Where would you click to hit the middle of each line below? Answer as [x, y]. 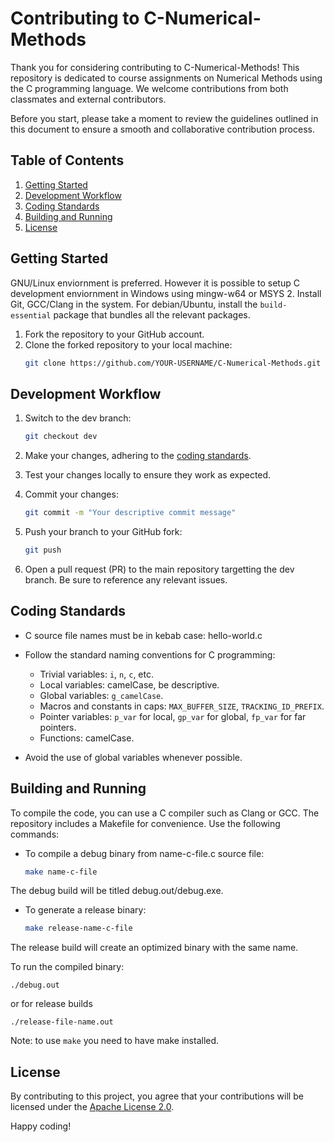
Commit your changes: [71, 494]
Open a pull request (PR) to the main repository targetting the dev [159, 569]
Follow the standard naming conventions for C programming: [150, 654]
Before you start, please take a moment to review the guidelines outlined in [164, 118]
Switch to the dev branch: [78, 418]
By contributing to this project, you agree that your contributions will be [157, 1096]
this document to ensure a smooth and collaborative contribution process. [162, 129]
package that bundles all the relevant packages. [152, 314]
